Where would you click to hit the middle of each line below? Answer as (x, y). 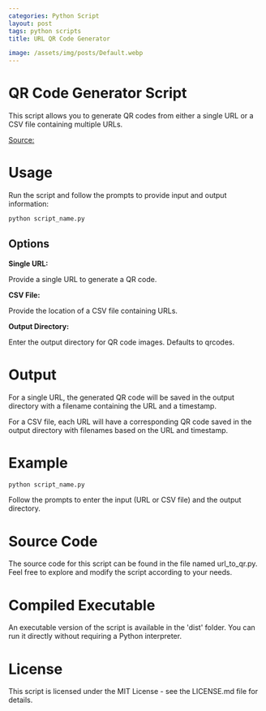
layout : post (30, 24)
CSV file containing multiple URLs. (66, 124)
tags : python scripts (45, 31)
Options (29, 244)
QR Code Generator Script (98, 93)
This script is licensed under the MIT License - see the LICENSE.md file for (133, 692)
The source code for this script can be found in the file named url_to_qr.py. (133, 563)
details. (21, 700)
